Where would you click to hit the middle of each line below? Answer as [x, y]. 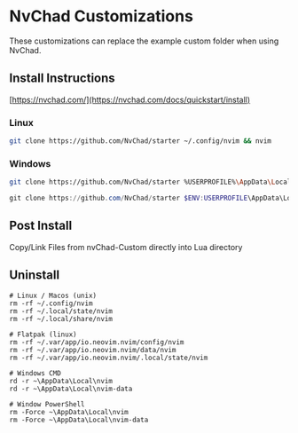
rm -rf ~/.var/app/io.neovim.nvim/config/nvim [97, 342]
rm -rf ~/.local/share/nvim [61, 319]
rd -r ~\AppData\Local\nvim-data [71, 389]
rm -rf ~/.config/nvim [51, 303]
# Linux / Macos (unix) [53, 295]
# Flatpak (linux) [43, 335]
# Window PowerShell [47, 404]
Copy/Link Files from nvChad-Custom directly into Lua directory [126, 247]
